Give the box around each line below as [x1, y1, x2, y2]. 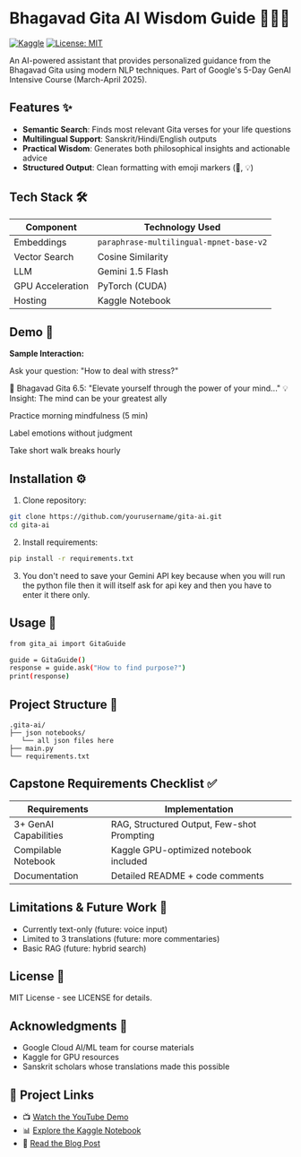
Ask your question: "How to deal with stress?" [9, 366, 179, 376]
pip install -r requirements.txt [9, 554, 134, 563]
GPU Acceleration [13, 280, 90, 292]
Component [25, 220, 78, 233]
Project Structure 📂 [9, 696, 118, 712]
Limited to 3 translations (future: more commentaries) [21, 933, 220, 944]
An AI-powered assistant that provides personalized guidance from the [9, 55, 271, 65]
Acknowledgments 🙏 [9, 1018, 128, 1033]
